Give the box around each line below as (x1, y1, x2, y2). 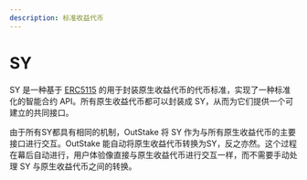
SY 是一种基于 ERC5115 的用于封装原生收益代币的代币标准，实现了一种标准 (9, 84, 291, 95)
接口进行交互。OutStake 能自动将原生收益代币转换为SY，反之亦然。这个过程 (9, 138, 298, 149)
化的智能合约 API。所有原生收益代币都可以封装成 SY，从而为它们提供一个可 (9, 95, 294, 106)
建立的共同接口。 (9, 107, 74, 118)
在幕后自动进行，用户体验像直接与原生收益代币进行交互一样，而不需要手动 (9, 149, 290, 160)
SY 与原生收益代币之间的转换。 (19, 161, 137, 172)
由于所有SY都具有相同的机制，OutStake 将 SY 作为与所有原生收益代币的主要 (9, 126, 297, 137)
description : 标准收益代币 (9, 13, 104, 23)
